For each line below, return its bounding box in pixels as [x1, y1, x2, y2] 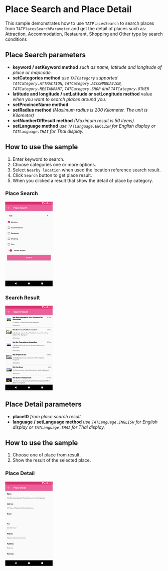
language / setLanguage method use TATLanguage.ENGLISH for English [12, 419, 158, 425]
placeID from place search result [12, 413, 81, 419]
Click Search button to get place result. [12, 172, 92, 178]
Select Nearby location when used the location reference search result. [12, 167, 161, 173]
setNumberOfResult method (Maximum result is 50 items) [12, 117, 134, 124]
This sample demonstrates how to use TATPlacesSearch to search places [5, 20, 154, 26]
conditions [5, 36, 27, 42]
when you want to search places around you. [12, 96, 107, 102]
